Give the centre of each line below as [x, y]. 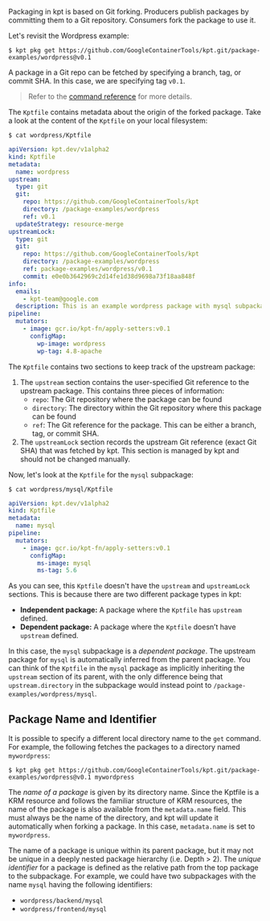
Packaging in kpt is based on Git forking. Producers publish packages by [129, 12]
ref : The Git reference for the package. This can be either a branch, [144, 424]
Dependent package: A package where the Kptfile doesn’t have [128, 627]
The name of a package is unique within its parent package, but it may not [131, 850]
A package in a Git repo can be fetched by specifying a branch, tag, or [125, 72]
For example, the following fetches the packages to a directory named [125, 747]
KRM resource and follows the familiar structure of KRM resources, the [125, 801]
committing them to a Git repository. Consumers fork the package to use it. [132, 20]
